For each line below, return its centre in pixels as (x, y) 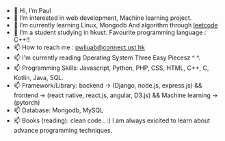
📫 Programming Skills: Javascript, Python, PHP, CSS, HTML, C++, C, (111, 68)
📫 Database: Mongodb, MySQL (58, 110)
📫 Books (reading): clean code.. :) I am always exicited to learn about (112, 120)
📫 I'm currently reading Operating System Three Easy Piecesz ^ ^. (107, 57)
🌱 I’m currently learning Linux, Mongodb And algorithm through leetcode (116, 25)
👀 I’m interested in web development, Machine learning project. (103, 18)
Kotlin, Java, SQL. (38, 78)
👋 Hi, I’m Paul (32, 11)
